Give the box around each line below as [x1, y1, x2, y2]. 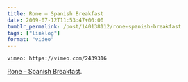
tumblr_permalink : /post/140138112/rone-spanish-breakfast [7, 23, 182, 30]
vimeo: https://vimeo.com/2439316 [7, 55, 108, 63]
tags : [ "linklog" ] [7, 29, 60, 37]
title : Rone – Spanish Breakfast [7, 10, 104, 17]
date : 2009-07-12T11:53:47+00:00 [7, 17, 104, 24]
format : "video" [7, 36, 54, 43]
